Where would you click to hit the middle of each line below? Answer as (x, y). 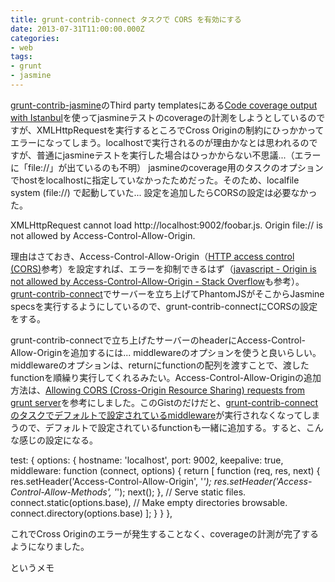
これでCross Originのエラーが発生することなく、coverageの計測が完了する (165, 533)
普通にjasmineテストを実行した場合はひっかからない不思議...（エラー (179, 155)
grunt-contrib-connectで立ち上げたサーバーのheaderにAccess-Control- (158, 340)
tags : (21, 57)
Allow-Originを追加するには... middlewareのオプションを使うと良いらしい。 (166, 352)
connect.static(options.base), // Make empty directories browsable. (149, 502)
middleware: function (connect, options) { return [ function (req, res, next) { (165, 470)
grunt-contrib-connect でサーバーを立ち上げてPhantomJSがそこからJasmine (167, 293)
